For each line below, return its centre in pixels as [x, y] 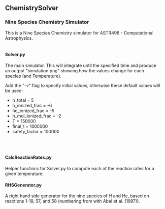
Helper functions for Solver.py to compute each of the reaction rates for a [80, 169]
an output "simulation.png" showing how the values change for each [75, 70]
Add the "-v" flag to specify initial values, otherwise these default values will [82, 85]
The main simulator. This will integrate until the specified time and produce [81, 65]
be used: [14, 90]
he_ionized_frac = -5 [33, 111]
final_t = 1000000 [30, 126]
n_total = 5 [23, 100]
